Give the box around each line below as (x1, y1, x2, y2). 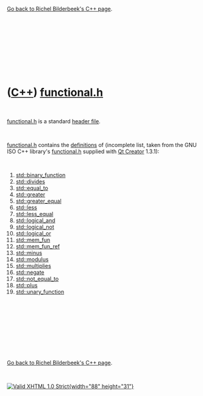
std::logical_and (15, 217, 55, 224)
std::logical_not (15, 223, 54, 231)
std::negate (15, 268, 45, 276)
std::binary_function (15, 171, 66, 179)
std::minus (15, 249, 42, 256)
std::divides (15, 178, 45, 185)
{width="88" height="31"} (68, 383, 134, 390)
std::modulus (15, 256, 49, 263)
